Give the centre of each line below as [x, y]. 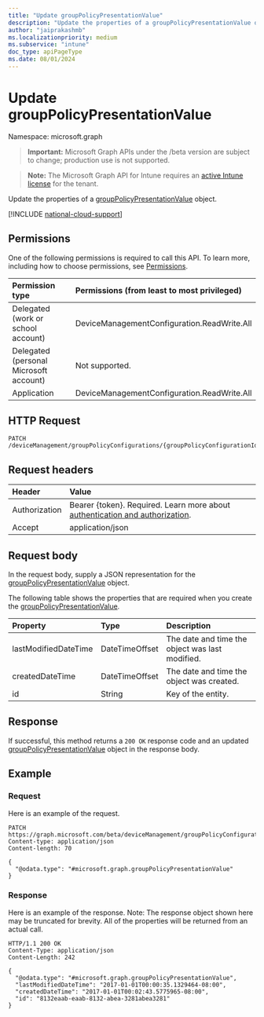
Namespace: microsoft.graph [55, 136]
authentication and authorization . [130, 515]
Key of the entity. [198, 694]
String [112, 694]
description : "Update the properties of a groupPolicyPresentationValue [130, 23]
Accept [26, 528]
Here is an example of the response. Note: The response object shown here [131, 913]
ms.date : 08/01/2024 [42, 60]
